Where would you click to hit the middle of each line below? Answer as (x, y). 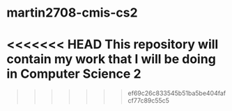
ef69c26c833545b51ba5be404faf (177, 93)
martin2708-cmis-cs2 (72, 13)
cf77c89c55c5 (149, 101)
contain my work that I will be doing (111, 59)
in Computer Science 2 (74, 74)
